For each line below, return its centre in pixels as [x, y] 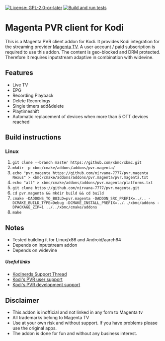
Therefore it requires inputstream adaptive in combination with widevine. [80, 57]
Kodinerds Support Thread [40, 274]
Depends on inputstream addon [45, 245]
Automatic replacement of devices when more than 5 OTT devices [80, 116]
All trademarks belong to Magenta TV [51, 318]
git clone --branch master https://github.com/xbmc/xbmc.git [77, 163]
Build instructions [33, 137]
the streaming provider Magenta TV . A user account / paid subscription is [80, 47]
